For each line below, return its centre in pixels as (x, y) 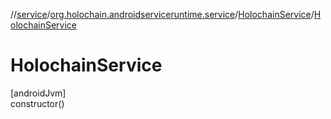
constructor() (37, 103)
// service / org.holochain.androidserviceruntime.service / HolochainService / (162, 14)
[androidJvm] (38, 93)
